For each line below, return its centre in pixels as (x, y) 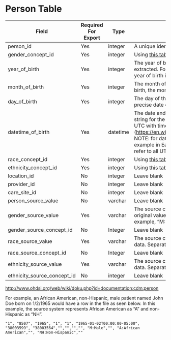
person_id (20, 46)
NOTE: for (146, 138)
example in (147, 144)
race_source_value (30, 241)
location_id (21, 176)
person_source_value (33, 200)
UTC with (145, 126)
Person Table (34, 9)
